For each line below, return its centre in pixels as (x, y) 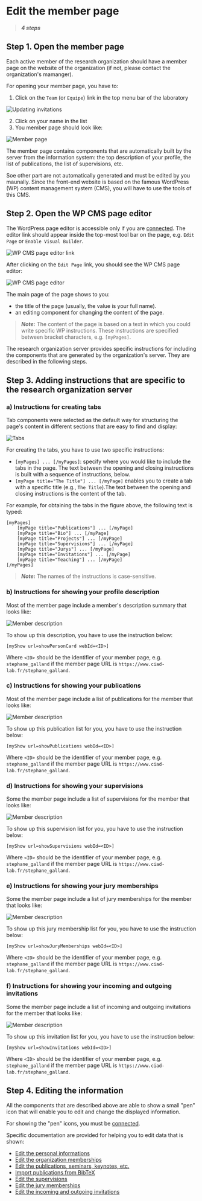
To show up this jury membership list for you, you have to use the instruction (101, 929)
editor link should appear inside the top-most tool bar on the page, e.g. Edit (100, 234)
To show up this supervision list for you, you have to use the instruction (95, 829)
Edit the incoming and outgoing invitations (67, 1191)
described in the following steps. (47, 361)
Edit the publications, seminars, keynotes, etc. (72, 1166)
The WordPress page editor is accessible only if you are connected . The (96, 228)
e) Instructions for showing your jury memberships (82, 886)
